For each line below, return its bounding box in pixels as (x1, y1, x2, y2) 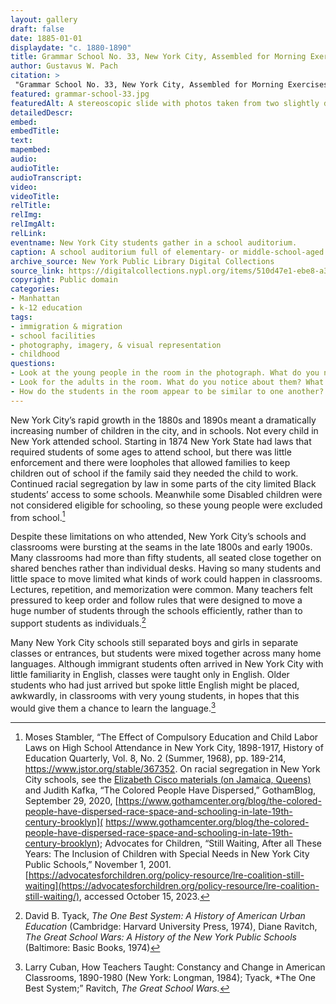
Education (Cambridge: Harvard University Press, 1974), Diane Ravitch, (24, 920, 318, 932)
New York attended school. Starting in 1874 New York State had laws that (10, 435, 312, 447)
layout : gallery (10, 14, 78, 25)
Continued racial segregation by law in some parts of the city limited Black (10, 477, 317, 490)
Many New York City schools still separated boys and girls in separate (10, 636, 299, 648)
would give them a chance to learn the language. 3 (10, 700, 217, 714)
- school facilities (10, 331, 97, 341)
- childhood (10, 349, 60, 360)
